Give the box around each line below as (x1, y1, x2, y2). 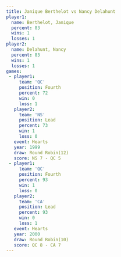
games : (6, 68, 22, 74)
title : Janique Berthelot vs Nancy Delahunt (6, 8, 116, 15)
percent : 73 (19, 123, 48, 128)
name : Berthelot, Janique (11, 19, 74, 25)
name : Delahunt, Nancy (11, 47, 66, 53)
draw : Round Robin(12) (13, 150, 69, 155)
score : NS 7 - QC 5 (13, 155, 61, 161)
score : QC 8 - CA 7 (13, 242, 61, 248)
